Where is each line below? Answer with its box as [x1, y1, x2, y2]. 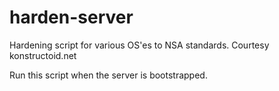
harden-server [9, 6, 134, 29]
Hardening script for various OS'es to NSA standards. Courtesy [9, 39, 270, 51]
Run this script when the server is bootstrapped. [9, 69, 208, 81]
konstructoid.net [9, 49, 77, 61]
